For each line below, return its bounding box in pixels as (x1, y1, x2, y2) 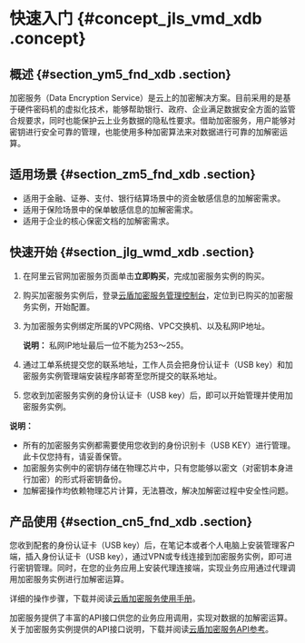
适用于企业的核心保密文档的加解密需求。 (22, 215, 174, 226)
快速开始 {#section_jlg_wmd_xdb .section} (9, 244, 255, 260)
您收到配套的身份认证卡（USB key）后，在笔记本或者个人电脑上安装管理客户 (9, 539, 296, 550)
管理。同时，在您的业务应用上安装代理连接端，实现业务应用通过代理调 (33, 562, 296, 573)
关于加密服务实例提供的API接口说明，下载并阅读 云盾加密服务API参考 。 (9, 624, 274, 635)
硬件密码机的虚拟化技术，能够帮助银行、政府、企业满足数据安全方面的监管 (16, 104, 296, 114)
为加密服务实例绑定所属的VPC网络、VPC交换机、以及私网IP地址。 (22, 320, 271, 331)
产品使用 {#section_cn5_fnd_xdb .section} (9, 514, 252, 529)
